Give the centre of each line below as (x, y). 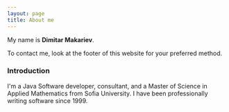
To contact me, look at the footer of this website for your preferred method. (115, 53)
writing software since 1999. (48, 100)
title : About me (31, 20)
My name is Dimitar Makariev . (51, 39)
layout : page (26, 13)
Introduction (28, 71)
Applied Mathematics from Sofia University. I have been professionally (108, 93)
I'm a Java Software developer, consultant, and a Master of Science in (108, 86)
